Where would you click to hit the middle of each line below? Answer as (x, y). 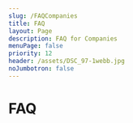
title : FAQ (27, 23)
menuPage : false (36, 46)
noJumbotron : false (41, 69)
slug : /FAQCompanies (43, 16)
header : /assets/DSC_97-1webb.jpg (67, 61)
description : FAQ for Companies (63, 38)
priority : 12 (30, 53)
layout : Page (30, 31)
